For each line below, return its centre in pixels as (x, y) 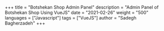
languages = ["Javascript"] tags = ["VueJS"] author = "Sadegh (71, 18)
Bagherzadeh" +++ (25, 23)
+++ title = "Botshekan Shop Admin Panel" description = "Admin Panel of (82, 7)
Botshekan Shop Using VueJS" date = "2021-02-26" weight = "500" (77, 12)
